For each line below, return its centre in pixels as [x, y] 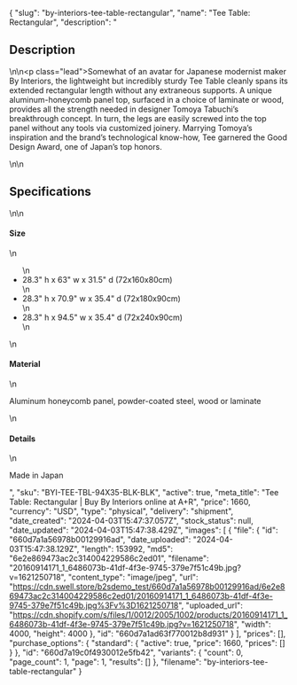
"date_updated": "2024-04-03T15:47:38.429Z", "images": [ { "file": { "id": [144, 530]
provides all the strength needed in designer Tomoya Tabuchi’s [124, 109]
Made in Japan [36, 475]
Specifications [50, 192]
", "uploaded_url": [211, 605]
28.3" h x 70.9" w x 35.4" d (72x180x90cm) [102, 298]
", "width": [253, 625]
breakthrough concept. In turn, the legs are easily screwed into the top [138, 118]
